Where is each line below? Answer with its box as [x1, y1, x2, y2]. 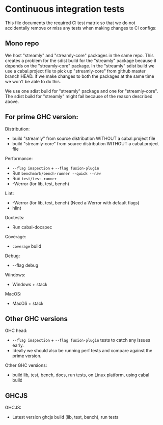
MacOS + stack [12, 300, 44, 306]
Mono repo [5, 39, 39, 48]
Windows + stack [12, 281, 48, 287]
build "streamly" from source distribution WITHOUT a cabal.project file [12, 135, 156, 141]
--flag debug [12, 262, 38, 268]
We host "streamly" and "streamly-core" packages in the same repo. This [5, 52, 154, 58]
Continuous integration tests [5, 3, 125, 15]
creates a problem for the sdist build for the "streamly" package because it [5, 58, 157, 64]
